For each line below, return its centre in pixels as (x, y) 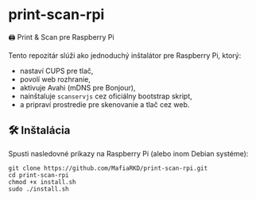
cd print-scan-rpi (39, 175)
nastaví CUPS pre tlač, (56, 71)
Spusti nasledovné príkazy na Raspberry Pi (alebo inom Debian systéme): (128, 153)
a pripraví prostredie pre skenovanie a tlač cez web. (105, 104)
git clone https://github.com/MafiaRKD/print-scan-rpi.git (108, 168)
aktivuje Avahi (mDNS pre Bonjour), (78, 87)
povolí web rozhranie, (55, 79)
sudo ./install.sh (39, 189)
